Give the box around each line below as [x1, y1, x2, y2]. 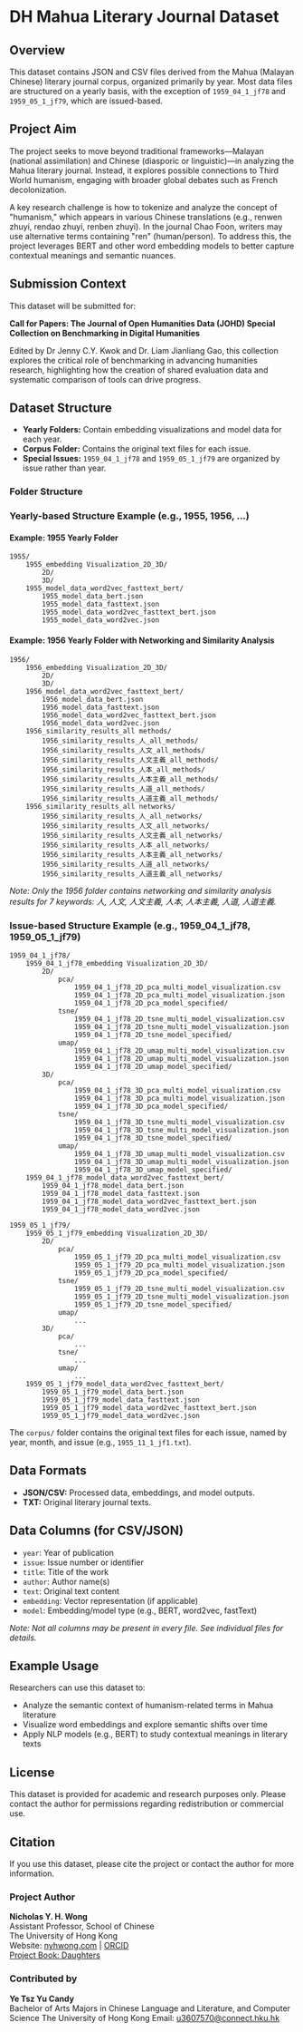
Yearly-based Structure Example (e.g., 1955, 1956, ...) [9, 510, 251, 522]
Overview [9, 43, 66, 58]
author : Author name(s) [22, 1576, 110, 1587]
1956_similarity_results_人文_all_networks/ [42, 821, 210, 831]
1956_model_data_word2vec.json [42, 718, 160, 727]
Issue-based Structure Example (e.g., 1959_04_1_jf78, [9, 919, 251, 931]
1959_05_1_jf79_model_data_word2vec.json [42, 1411, 201, 1420]
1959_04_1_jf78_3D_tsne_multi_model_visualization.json [73, 1125, 289, 1134]
